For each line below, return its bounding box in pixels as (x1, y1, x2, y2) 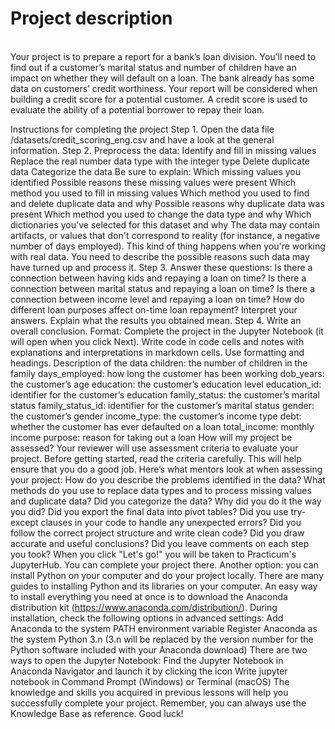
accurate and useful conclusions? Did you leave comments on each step (10, 537, 310, 549)
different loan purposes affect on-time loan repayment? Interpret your (10, 303, 298, 316)
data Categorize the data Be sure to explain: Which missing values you (10, 165, 301, 177)
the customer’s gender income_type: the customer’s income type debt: (10, 410, 302, 422)
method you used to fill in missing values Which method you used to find (10, 187, 310, 199)
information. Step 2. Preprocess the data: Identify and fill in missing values (10, 144, 317, 156)
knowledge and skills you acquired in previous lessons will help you (10, 686, 289, 698)
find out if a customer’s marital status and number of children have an (10, 61, 297, 73)
